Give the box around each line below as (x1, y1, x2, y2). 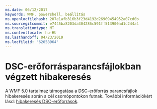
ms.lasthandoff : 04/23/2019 (5, 35, 64, 40)
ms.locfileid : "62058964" (5, 40, 59, 45)
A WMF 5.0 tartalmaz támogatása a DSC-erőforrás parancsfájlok (5, 88, 138, 94)
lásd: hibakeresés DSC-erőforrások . (5, 98, 78, 104)
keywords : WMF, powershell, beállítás (5, 12, 85, 17)
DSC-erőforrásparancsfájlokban (5, 60, 142, 72)
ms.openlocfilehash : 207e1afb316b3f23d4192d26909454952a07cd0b (5, 16, 139, 21)
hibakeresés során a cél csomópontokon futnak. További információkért (5, 93, 153, 99)
